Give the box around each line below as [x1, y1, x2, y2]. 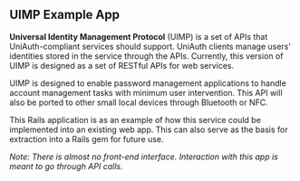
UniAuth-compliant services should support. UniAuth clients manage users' [9, 41, 292, 52]
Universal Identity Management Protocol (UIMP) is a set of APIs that [9, 31, 268, 42]
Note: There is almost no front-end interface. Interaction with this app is [9, 151, 278, 162]
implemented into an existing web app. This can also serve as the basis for [9, 124, 288, 135]
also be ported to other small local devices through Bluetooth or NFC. [9, 97, 269, 108]
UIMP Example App [9, 7, 121, 23]
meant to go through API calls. [9, 160, 123, 171]
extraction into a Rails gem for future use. [9, 133, 164, 144]
